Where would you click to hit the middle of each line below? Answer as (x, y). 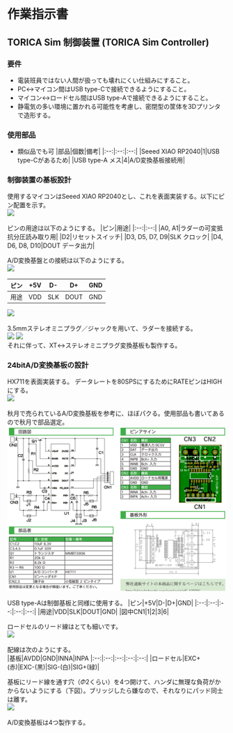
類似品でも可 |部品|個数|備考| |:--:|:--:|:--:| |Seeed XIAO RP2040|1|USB (119, 151)
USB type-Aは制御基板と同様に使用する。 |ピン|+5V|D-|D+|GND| (100, 603)
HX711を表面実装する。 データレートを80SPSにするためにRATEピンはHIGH (115, 381)
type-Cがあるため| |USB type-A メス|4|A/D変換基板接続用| (101, 160)
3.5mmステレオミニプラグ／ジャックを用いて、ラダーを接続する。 (102, 328)
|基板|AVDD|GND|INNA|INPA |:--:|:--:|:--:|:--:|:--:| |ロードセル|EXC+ (104, 658)
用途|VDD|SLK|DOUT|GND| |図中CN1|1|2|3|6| (104, 612)
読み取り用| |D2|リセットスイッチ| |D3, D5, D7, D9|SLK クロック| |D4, (124, 237)
